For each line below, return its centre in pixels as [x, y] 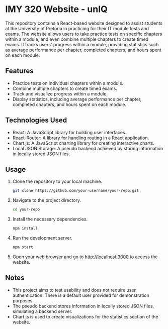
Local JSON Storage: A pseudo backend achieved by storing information [88, 148]
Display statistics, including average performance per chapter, [77, 99]
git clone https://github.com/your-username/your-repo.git [76, 191]
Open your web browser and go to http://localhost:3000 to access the [85, 257]
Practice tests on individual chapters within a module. [68, 83]
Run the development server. [43, 238]
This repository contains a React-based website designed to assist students [84, 23]
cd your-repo [26, 209]
